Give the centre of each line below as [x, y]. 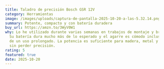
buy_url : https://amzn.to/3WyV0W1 [40, 28]
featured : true [20, 55]
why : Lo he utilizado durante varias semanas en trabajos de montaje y [79, 32]
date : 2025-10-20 [23, 59]
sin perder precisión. [32, 46]
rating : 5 [15, 50]
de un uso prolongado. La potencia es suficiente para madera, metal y [84, 41]
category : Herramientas [29, 14]
